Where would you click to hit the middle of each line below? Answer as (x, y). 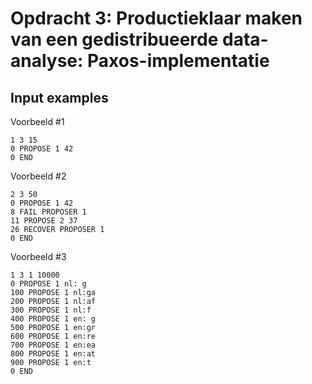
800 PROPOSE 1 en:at (53, 354)
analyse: (47, 61)
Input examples (59, 97)
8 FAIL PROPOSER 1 (48, 212)
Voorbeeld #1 (37, 121)
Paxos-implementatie (178, 61)
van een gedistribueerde (114, 39)
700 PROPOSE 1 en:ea (53, 345)
